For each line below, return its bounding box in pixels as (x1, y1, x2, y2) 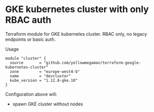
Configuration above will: (5, 91, 57, 97)
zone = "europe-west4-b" (10, 69, 80, 74)
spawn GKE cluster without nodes (12, 101, 83, 107)
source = (10, 60, 42, 65)
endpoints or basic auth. (5, 36, 56, 42)
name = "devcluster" (10, 73, 71, 79)
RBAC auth (5, 14, 52, 26)
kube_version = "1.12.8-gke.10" (10, 78, 78, 83)
